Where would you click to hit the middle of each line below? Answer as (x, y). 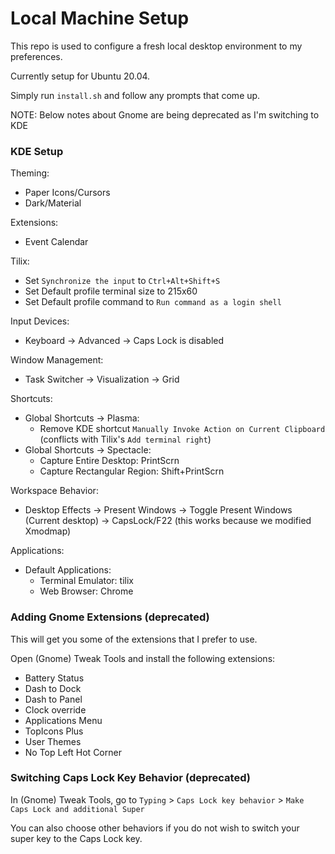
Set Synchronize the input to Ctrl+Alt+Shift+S (122, 281)
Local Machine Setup (100, 18)
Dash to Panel (53, 699)
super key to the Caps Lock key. (76, 838)
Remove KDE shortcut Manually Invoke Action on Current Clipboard (182, 429)
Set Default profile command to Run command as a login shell (153, 302)
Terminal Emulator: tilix (86, 581)
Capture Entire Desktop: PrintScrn (109, 461)
